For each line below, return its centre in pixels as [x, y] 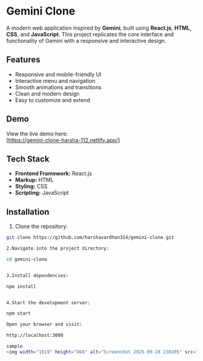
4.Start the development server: [48, 303]
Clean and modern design [47, 93]
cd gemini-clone [27, 259]
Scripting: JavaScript [42, 193]
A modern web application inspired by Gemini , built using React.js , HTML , [99, 28]
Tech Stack [28, 159]
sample [14, 346]
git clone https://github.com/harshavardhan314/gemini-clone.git [90, 238]
